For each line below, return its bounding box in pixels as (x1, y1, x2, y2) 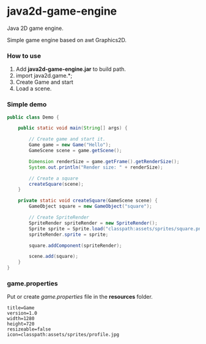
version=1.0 (7, 310, 37, 317)
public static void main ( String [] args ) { (18, 125, 128, 131)
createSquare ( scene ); (29, 181, 84, 187)
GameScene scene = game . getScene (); (29, 148, 122, 154)
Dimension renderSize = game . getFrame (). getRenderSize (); (29, 158, 180, 164)
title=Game (7, 305, 35, 311)
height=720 (7, 321, 35, 328)
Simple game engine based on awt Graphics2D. (7, 36, 127, 43)
